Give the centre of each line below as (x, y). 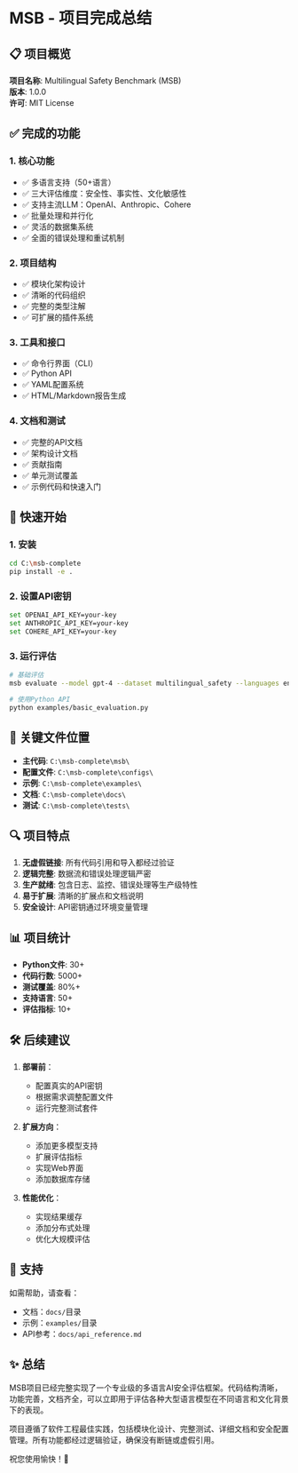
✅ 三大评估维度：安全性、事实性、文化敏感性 (104, 193)
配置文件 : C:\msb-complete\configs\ (87, 772)
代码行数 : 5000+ (52, 976)
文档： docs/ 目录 (51, 1311)
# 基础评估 (27, 675)
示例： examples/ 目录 (59, 1322)
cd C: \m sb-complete (45, 564)
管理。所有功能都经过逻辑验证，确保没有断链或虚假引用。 (114, 1439)
